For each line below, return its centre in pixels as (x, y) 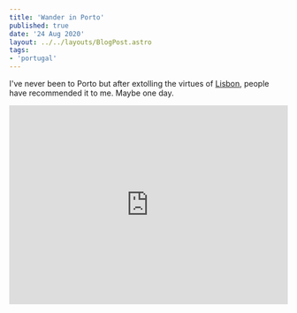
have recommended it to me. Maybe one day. (91, 93)
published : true (39, 26)
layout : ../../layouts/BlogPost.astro (80, 42)
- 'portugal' (33, 58)
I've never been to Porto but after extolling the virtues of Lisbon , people (139, 84)
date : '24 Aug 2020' (47, 34)
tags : (19, 50)
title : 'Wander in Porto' (57, 17)
